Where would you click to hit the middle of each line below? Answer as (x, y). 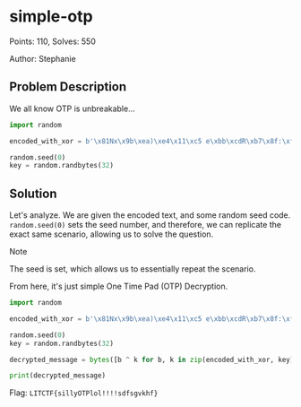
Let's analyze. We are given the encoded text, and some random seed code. (150, 215)
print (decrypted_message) (57, 376)
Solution (33, 193)
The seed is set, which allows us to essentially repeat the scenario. (133, 269)
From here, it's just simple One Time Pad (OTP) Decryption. (119, 286)
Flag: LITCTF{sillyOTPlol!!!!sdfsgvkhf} (84, 393)
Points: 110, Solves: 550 (52, 41)
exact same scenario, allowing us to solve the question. (112, 234)
